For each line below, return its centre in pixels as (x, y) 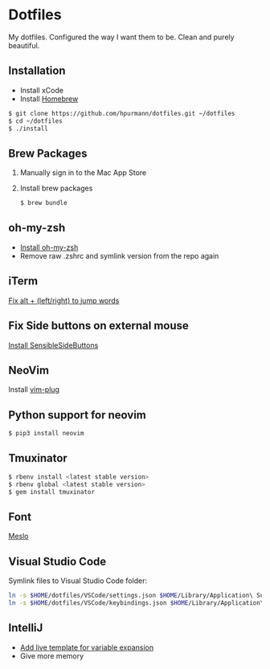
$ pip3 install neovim (46, 434)
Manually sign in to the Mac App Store (83, 173)
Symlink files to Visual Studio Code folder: (78, 581)
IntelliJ (26, 628)
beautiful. (24, 45)
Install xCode (42, 90)
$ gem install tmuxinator (51, 492)
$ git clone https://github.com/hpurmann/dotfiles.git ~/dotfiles (122, 113)
